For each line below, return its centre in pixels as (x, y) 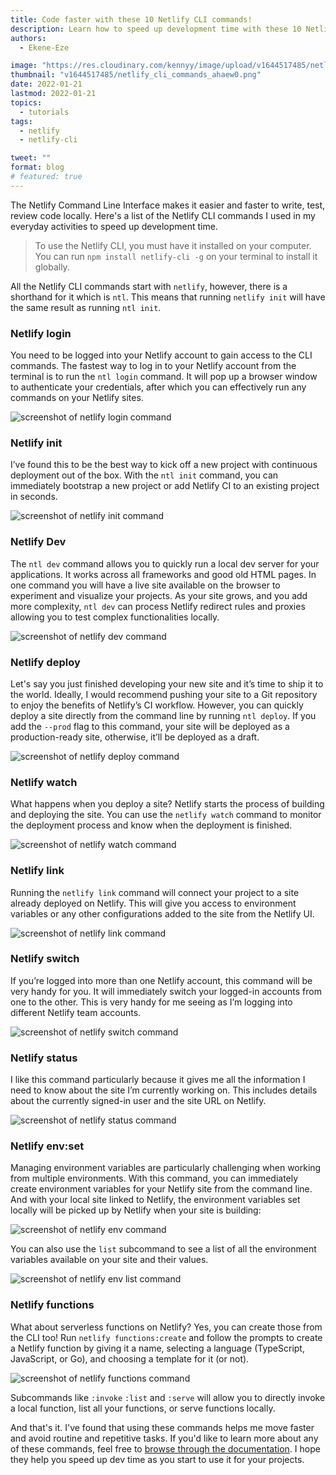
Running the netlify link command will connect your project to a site (155, 892)
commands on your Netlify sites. (77, 398)
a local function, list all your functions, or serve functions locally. (143, 1408)
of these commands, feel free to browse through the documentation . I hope (165, 1448)
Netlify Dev (38, 542)
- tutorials (44, 112)
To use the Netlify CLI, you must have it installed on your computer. (173, 245)
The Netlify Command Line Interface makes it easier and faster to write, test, (168, 205)
